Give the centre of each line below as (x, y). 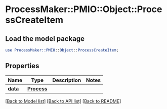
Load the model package (45, 39)
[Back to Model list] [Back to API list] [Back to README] (63, 101)
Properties (22, 66)
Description (67, 80)
